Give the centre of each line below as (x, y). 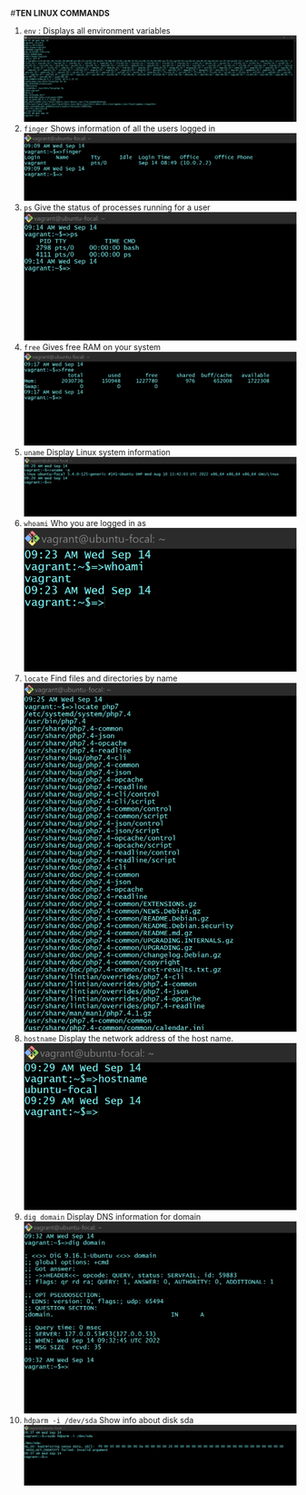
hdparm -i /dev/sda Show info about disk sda (109, 1420)
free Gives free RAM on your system (92, 347)
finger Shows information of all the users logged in (119, 128)
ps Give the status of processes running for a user (117, 207)
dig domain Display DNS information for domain (112, 1216)
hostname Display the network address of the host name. (128, 1039)
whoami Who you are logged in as (84, 523)
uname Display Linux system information (97, 452)
